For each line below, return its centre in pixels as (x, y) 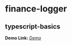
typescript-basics (33, 27)
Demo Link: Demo (23, 38)
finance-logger (36, 9)
